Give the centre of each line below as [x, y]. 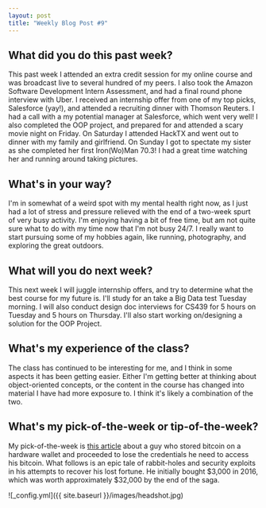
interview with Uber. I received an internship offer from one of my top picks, [132, 100]
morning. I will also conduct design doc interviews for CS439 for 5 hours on [132, 307]
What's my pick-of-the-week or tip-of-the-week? [133, 427]
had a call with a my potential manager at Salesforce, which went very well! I [133, 117]
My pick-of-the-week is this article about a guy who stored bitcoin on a [125, 446]
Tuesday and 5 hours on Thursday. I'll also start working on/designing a [125, 315]
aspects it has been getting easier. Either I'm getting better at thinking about [132, 376]
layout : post [30, 16]
